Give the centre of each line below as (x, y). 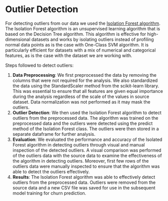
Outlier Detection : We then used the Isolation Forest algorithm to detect (87, 113)
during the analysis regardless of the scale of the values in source (81, 96)
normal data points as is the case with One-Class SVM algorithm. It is (77, 44)
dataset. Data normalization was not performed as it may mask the (81, 102)
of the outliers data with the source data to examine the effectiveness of (87, 156)
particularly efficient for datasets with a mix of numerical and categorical (80, 50)
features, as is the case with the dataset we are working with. (69, 55)
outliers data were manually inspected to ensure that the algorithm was (86, 166)
